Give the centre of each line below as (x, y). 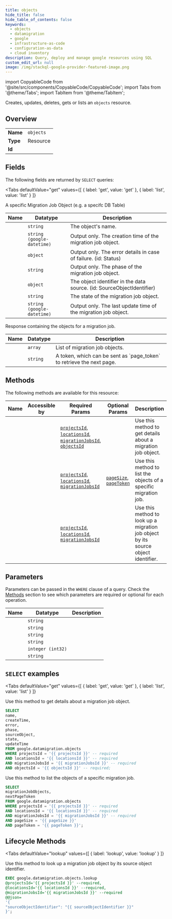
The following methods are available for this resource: (62, 393)
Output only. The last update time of (113, 305)
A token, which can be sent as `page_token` (108, 356)
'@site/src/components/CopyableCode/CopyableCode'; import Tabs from (83, 87)
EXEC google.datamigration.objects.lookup (51, 879)
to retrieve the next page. (86, 362)
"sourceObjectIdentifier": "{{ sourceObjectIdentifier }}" (70, 907)
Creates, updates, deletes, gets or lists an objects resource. (68, 103)
